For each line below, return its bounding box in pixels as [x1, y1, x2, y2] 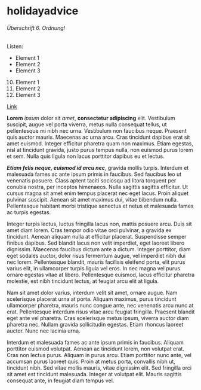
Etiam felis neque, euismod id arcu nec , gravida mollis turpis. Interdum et [7, 164, 189, 172]
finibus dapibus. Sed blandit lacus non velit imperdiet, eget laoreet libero [7, 239, 185, 246]
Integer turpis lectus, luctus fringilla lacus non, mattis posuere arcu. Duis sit [7, 220, 192, 228]
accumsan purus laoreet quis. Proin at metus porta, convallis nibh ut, [7, 358, 175, 365]
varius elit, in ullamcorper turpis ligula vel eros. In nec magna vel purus [7, 265, 181, 272]
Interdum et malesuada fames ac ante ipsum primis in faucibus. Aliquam [7, 339, 184, 346]
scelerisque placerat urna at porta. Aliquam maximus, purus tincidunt [7, 295, 177, 303]
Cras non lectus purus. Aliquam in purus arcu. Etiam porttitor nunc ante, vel [7, 352, 191, 359]
